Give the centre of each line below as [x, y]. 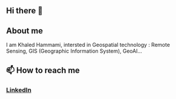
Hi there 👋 [25, 11]
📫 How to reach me [43, 70]
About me [25, 31]
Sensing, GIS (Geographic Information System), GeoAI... [74, 51]
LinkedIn [19, 90]
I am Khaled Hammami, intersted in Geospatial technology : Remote [88, 45]
